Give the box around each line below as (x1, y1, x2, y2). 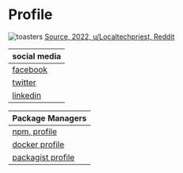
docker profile (12, 139, 65, 150)
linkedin (12, 90, 42, 101)
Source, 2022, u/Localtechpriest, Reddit (44, 32, 175, 41)
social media (12, 50, 62, 61)
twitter (12, 77, 37, 88)
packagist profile (12, 152, 75, 163)
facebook (12, 63, 48, 75)
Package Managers (12, 113, 87, 124)
